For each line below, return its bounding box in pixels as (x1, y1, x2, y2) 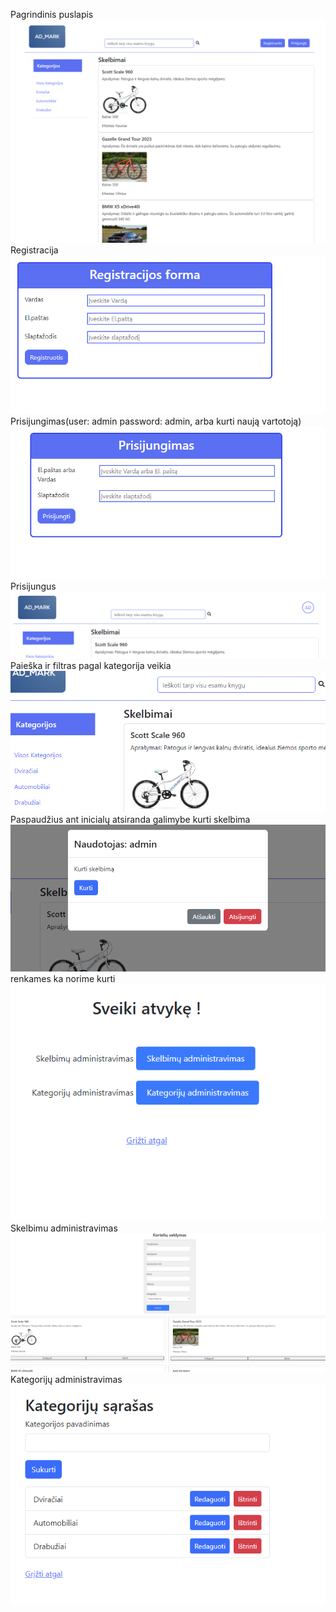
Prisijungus (10, 580, 57, 593)
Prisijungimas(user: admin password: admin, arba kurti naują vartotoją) (10, 415, 302, 428)
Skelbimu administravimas (10, 1222, 118, 1234)
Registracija (10, 244, 59, 256)
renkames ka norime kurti (10, 972, 116, 984)
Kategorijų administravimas (10, 1374, 123, 1386)
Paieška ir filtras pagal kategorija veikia (10, 660, 172, 672)
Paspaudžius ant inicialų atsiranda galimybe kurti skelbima (10, 813, 251, 825)
